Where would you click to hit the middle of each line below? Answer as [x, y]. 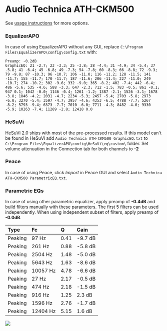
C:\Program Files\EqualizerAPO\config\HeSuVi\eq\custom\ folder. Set [77, 143]
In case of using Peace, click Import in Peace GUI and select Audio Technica [84, 172]
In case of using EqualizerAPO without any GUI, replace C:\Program [74, 47]
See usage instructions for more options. [47, 23]
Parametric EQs [24, 191]
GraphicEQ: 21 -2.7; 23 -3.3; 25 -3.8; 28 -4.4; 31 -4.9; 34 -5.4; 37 [80, 66]
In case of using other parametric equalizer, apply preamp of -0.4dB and [80, 202]
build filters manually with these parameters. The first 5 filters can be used [82, 207]
